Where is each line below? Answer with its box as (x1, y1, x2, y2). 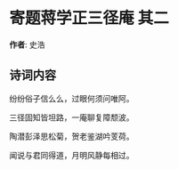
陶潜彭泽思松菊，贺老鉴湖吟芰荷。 (9, 131, 134, 141)
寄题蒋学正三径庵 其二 (9, 8, 169, 28)
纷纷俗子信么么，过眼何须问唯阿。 (9, 93, 134, 103)
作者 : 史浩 (9, 39, 45, 50)
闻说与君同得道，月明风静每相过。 (9, 149, 134, 160)
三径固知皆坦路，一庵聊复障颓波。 (9, 112, 134, 123)
